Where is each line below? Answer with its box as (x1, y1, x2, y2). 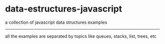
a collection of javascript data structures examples (5, 19, 108, 25)
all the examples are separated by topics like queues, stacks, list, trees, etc (5, 33, 157, 39)
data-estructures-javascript (5, 3, 122, 15)
